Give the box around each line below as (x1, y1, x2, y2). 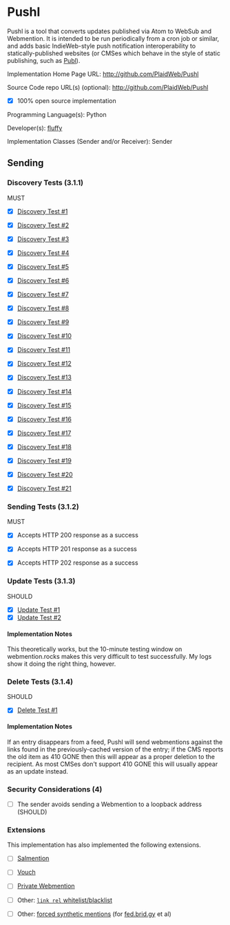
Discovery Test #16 (17, 415, 72, 423)
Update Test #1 (17, 606, 61, 614)
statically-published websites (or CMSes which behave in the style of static (7, 49, 220, 57)
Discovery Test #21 (17, 484, 72, 492)
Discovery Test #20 (17, 470, 74, 478)
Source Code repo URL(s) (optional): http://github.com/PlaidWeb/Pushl (7, 83, 209, 91)
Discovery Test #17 (17, 429, 72, 437)
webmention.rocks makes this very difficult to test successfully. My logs (7, 653, 212, 661)
